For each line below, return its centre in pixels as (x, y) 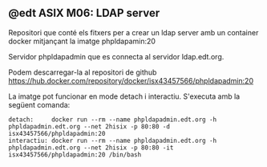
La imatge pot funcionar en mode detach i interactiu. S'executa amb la (124, 96)
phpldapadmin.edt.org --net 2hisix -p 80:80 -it (91, 148)
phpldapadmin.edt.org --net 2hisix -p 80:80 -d (89, 126)
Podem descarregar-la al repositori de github (83, 72)
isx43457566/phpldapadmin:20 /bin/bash (75, 155)
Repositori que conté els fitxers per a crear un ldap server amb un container (133, 32)
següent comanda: (39, 104)
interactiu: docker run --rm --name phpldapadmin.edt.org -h (113, 141)
